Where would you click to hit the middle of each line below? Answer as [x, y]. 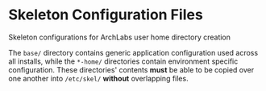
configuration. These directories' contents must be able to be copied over [131, 69]
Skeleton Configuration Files [106, 15]
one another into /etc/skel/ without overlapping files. [98, 78]
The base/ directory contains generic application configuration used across [133, 52]
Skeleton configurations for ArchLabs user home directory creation [120, 37]
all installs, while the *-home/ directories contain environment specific [123, 61]
